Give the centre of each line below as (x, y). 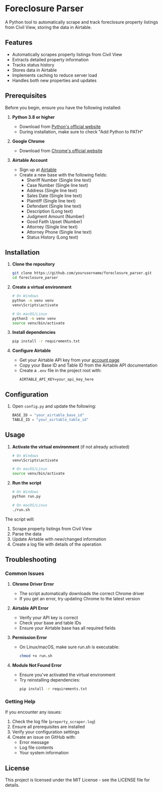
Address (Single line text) (52, 190)
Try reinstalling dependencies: (50, 680)
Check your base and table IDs (50, 623)
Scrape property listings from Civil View (52, 528)
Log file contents (36, 748)
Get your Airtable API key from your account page (69, 360)
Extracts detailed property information (50, 60)
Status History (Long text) (53, 237)
